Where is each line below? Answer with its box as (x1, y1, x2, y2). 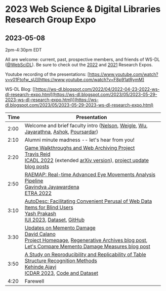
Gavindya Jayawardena (24, 183, 80, 190)
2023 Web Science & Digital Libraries (5, 3, 161, 15)
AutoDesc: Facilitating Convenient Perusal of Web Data (24, 198, 152, 204)
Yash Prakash (24, 210, 56, 217)
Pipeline (24, 177, 43, 184)
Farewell (24, 278, 44, 285)
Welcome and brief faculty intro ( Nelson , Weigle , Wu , (24, 122, 148, 129)
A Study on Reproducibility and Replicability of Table (24, 251, 146, 258)
